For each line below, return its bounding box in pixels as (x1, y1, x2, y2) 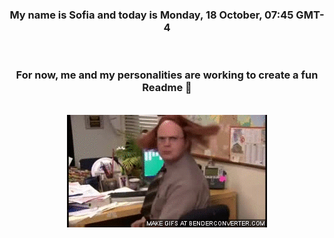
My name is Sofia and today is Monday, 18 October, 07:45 (9, 8, 294, 22)
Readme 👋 (142, 81, 192, 95)
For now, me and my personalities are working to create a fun (15, 68, 319, 82)
